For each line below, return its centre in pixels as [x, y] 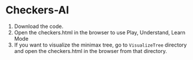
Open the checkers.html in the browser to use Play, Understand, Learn [100, 32]
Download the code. [39, 26]
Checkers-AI [37, 10]
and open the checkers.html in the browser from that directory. [91, 51]
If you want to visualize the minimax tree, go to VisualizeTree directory [100, 45]
